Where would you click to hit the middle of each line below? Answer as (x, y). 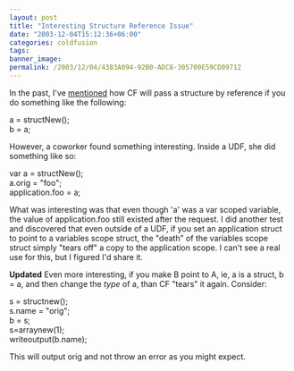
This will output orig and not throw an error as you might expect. (127, 356)
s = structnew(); (39, 301)
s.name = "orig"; (39, 310)
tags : (19, 51)
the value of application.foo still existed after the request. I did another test (147, 219)
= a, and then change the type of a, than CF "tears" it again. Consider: (138, 283)
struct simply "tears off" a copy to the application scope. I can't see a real (145, 248)
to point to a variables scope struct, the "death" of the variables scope (139, 238)
